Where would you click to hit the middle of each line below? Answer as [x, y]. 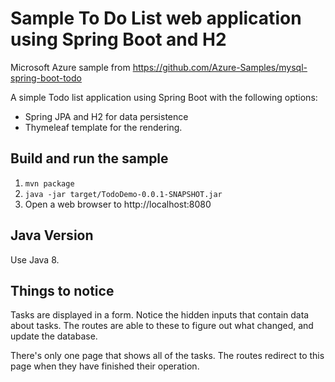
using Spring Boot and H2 [118, 39]
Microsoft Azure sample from [70, 67]
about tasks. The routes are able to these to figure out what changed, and [162, 326]
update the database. [54, 336]
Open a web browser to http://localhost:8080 [118, 204]
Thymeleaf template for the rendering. [103, 127]
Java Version [52, 235]
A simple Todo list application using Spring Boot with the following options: [164, 97]
